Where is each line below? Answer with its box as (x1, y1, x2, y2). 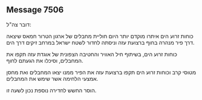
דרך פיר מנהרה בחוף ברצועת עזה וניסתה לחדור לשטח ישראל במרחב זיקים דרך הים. (6, 39, 195, 46)
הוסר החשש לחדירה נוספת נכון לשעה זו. (6, 87, 97, 94)
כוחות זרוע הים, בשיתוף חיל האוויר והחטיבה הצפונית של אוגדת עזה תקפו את (6, 51, 177, 58)
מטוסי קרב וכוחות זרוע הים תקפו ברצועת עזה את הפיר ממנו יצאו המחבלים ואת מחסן (6, 69, 197, 76)
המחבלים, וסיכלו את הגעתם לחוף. (6, 57, 83, 64)
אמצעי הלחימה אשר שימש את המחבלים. (6, 75, 99, 82)
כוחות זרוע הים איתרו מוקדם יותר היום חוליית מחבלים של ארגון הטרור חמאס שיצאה (6, 33, 194, 40)
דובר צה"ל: (6, 20, 31, 28)
